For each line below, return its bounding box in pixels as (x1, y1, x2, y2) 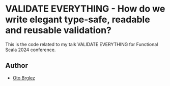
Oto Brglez (12, 74, 36, 81)
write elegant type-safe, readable (5, 14, 150, 25)
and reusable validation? (5, 25, 112, 36)
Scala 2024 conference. (5, 47, 56, 53)
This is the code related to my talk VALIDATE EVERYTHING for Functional (5, 41, 158, 47)
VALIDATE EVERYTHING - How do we (5, 3, 165, 15)
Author (5, 61, 28, 70)
